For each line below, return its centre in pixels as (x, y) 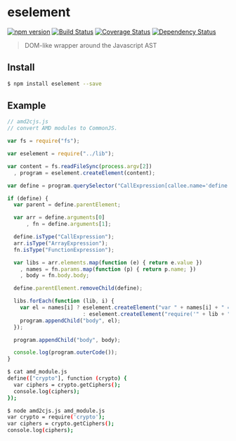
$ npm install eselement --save (54, 84)
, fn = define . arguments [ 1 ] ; (68, 224)
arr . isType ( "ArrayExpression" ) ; (61, 243)
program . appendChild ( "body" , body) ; (67, 340)
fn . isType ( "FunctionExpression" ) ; (64, 250)
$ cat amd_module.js (38, 372)
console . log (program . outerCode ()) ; (66, 352)
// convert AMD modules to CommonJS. (63, 128)
